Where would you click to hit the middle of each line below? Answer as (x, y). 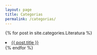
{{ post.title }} (25, 43)
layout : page (18, 10)
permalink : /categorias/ (31, 19)
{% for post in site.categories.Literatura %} (49, 33)
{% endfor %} (19, 48)
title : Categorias (24, 14)
